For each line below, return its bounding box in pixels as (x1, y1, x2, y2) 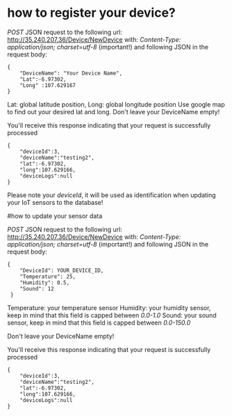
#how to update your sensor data (7, 211, 103, 220)
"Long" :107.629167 (19, 82, 76, 88)
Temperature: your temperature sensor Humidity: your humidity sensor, (7, 303, 211, 311)
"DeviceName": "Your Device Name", (19, 70, 123, 77)
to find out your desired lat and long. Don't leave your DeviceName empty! (7, 107, 220, 116)
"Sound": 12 (19, 285, 54, 292)
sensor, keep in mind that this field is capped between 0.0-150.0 (7, 318, 191, 327)
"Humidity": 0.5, (19, 279, 70, 286)
